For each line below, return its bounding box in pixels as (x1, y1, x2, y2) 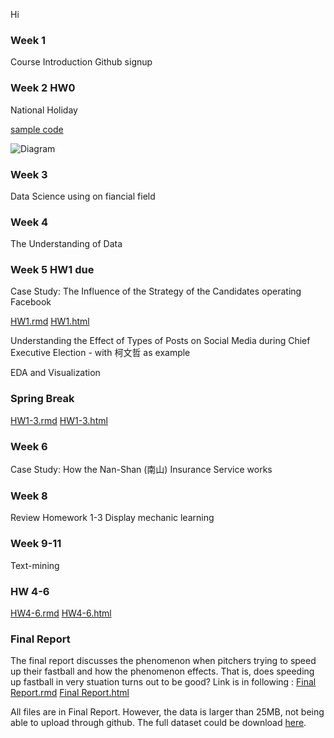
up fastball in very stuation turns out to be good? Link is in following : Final (10, 676, 317, 688)
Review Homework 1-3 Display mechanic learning (10, 512, 215, 524)
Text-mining (10, 559, 60, 571)
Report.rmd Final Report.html (10, 687, 130, 699)
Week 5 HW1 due (10, 263, 95, 277)
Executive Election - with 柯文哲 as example (10, 347, 191, 359)
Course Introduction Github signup (10, 56, 153, 68)
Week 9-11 (10, 537, 62, 551)
